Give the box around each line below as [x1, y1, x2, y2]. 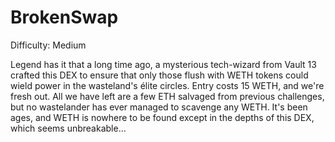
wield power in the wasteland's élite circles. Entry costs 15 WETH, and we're [10, 79, 325, 91]
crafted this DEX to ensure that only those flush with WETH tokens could [10, 69, 309, 81]
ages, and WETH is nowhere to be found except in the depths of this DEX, [10, 111, 315, 123]
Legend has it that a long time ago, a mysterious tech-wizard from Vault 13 [10, 58, 317, 70]
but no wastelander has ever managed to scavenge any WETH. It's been [10, 101, 308, 113]
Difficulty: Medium [10, 39, 87, 51]
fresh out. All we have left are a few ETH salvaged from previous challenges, [10, 90, 325, 102]
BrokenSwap [10, 6, 119, 29]
